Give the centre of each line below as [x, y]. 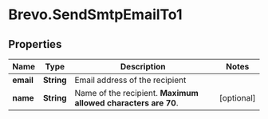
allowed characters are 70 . [126, 103]
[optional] [237, 98]
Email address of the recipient [130, 80]
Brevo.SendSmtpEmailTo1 [95, 15]
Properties [35, 44]
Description [143, 67]
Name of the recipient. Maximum [137, 93]
